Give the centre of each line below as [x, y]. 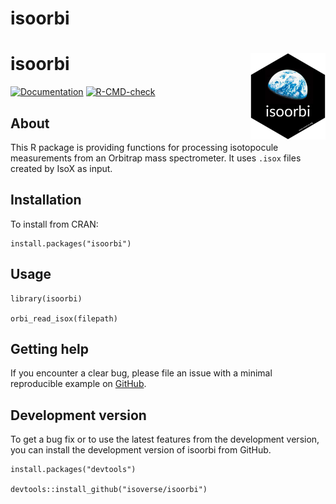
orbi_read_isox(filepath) [64, 318]
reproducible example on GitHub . [78, 384]
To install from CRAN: [54, 224]
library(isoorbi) [46, 298]
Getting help [49, 348]
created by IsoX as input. [61, 168]
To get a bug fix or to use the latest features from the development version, [165, 439]
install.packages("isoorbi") [71, 243]
